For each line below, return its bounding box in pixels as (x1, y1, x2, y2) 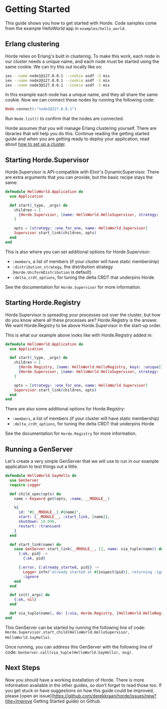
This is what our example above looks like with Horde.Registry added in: (5, 332, 153, 338)
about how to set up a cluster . (5, 141, 66, 147)
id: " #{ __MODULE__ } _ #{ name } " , (18, 510, 81, 515)
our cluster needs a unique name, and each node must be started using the (5, 58, 160, 64)
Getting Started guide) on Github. (33, 698, 101, 704)
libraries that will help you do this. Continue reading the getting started (5, 131, 150, 137)
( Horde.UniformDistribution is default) (12, 269, 92, 275)
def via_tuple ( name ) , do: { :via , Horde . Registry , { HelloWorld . (9, 611, 144, 616)
